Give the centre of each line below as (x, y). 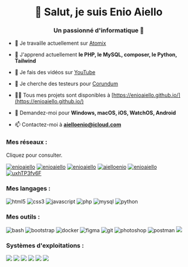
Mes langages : (28, 189)
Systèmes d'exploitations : (45, 245)
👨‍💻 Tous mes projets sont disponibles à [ (64, 95)
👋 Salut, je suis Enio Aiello (99, 12)
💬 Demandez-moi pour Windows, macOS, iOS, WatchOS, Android (95, 113)
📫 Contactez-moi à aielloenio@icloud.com (68, 125)
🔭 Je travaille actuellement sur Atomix (60, 43)
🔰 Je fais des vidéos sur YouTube (55, 72)
